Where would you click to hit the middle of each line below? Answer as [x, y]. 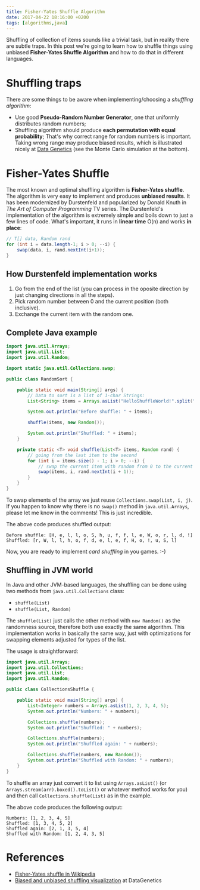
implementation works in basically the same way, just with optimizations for [99, 633]
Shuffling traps [44, 83]
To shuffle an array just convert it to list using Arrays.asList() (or [86, 782]
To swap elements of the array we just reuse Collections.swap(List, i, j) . [99, 500]
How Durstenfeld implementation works [82, 274]
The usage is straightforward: [42, 651]
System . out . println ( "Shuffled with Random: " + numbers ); [101, 760]
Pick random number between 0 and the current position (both [91, 301]
